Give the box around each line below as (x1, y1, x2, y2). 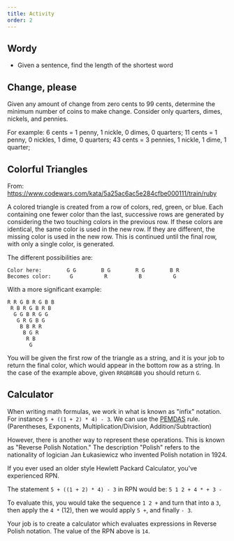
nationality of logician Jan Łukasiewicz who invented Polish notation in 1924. (7, 450, 227, 459)
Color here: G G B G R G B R (7, 267, 180, 274)
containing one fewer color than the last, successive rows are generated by (7, 210, 224, 218)
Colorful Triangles (7, 163, 88, 175)
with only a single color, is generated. (7, 239, 115, 248)
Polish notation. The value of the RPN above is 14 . (7, 526, 150, 535)
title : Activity (7, 10, 54, 17)
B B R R (20, 323, 42, 330)
